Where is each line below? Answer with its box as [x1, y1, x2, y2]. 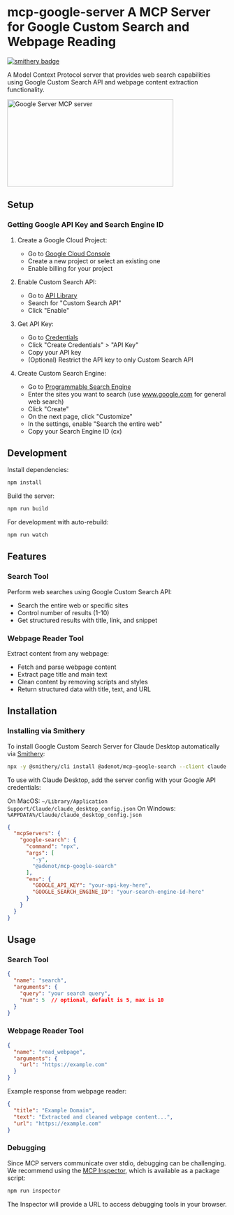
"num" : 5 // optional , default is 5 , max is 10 [20, 996, 164, 1003]
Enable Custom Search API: [17, 277, 97, 286]
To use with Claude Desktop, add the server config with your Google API [7, 776, 217, 784]
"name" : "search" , [13, 977, 68, 985]
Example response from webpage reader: [7, 1087, 127, 1096]
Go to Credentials [27, 333, 79, 341]
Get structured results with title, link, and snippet [17, 616, 158, 624]
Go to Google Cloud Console [27, 249, 110, 258]
